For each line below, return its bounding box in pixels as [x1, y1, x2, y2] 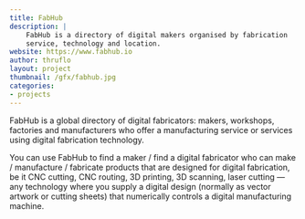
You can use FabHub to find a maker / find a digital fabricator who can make [9, 151, 297, 162]
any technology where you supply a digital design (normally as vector [9, 181, 271, 192]
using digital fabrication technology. [9, 134, 144, 145]
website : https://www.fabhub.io [9, 47, 132, 57]
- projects [9, 89, 51, 99]
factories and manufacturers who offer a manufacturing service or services [9, 124, 293, 135]
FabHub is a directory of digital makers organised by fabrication [26, 30, 288, 39]
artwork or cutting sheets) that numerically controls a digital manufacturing [9, 191, 292, 202]
